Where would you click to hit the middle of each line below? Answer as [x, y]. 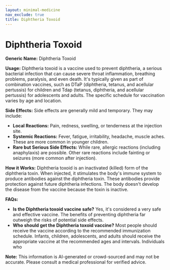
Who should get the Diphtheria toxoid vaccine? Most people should [85, 225]
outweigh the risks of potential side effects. [58, 220]
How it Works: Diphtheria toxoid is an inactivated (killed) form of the [77, 168]
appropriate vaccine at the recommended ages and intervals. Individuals [89, 242]
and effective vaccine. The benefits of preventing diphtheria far [79, 215]
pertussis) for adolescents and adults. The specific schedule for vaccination [85, 95]
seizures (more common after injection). [55, 158]
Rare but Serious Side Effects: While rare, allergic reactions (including [87, 147]
